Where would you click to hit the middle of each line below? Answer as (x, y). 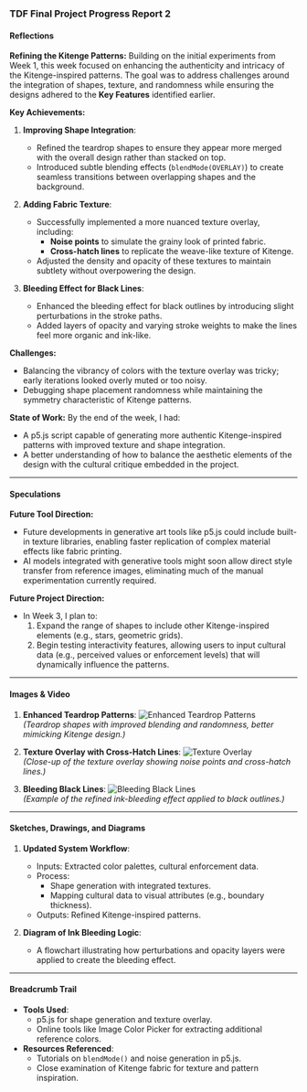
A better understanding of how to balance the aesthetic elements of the (157, 455)
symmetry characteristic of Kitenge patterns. (107, 400)
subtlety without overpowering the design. (116, 271)
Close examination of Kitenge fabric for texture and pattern (147, 1067)
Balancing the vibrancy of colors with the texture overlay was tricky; (151, 371)
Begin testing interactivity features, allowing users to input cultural (161, 645)
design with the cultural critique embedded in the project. (131, 465)
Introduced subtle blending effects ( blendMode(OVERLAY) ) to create (160, 167)
